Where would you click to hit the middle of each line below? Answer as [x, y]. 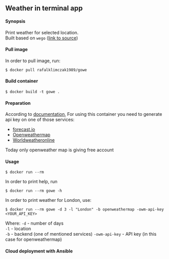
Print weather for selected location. [42, 32]
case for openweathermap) [34, 239]
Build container [22, 81]
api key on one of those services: [40, 120]
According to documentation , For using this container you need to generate [84, 114]
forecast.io [24, 129]
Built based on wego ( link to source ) [42, 38]
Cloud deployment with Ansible [39, 251]
